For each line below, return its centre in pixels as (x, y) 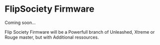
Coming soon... (20, 22)
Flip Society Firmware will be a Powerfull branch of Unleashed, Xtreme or (80, 32)
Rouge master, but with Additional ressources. (52, 37)
